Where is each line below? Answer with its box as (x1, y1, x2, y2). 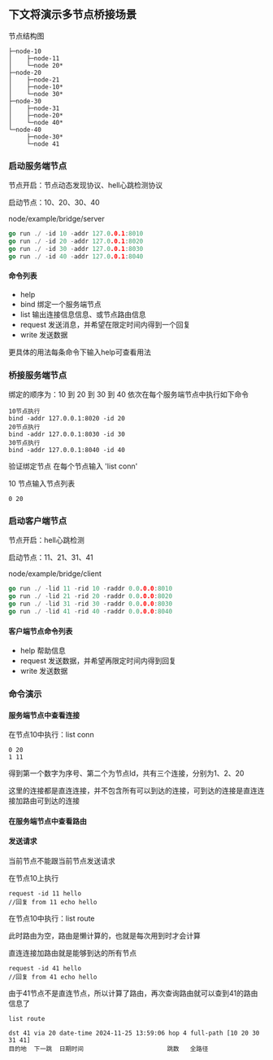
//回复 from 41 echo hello (8, 973, 97, 982)
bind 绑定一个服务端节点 (19, 299, 102, 309)
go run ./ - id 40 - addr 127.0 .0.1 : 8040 (8, 252, 144, 261)
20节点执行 (8, 423, 41, 432)
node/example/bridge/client (8, 569, 102, 578)
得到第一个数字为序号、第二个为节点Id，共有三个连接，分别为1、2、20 (8, 768, 245, 778)
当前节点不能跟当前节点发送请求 (8, 856, 115, 866)
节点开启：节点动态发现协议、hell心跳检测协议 (8, 180, 163, 190)
